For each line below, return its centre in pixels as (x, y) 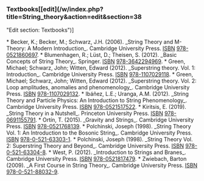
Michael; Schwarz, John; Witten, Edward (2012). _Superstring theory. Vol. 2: (101, 81)
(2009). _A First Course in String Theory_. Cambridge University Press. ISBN (102, 165)
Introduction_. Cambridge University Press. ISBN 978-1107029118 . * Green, (100, 75)
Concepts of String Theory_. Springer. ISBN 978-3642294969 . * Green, (96, 61)
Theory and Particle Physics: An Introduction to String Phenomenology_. (97, 100)
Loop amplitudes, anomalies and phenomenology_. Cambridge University (98, 87)
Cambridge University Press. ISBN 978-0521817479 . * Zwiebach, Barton (97, 159)
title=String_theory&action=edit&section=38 (74, 17)
